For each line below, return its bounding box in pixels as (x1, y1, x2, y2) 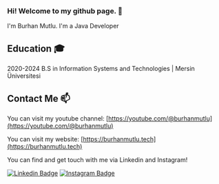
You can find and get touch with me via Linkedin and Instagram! (7, 155, 188, 164)
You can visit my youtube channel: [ (7, 114, 109, 123)
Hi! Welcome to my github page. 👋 (7, 6, 123, 16)
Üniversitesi (7, 72, 41, 80)
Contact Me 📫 (7, 92, 71, 104)
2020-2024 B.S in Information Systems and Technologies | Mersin (7, 65, 195, 73)
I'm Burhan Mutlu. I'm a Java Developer (7, 22, 119, 30)
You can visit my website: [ (7, 134, 84, 143)
